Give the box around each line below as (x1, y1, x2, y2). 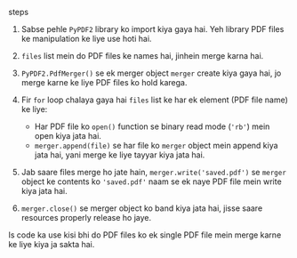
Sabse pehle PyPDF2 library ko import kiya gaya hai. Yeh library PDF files (20, 24, 285, 34)
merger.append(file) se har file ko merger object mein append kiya (34, 141, 278, 150)
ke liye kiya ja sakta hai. (8, 239, 95, 249)
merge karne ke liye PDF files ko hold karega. (20, 77, 188, 87)
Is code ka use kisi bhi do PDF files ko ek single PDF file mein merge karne (8, 230, 282, 240)
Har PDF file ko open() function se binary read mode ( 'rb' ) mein (34, 121, 270, 132)
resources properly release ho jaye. (20, 213, 152, 222)
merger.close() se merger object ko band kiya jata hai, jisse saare (20, 203, 263, 214)
